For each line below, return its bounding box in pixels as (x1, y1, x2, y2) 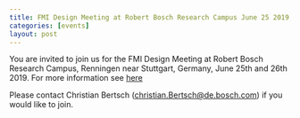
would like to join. (9, 99, 74, 110)
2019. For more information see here (9, 73, 143, 83)
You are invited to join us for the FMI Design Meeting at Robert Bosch (9, 54, 263, 65)
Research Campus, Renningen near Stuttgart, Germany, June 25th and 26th (9, 63, 287, 74)
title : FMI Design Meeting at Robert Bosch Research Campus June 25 (9, 12, 270, 22)
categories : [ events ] (9, 21, 90, 30)
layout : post (9, 29, 58, 38)
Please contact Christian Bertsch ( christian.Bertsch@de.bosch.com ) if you (9, 90, 283, 100)
